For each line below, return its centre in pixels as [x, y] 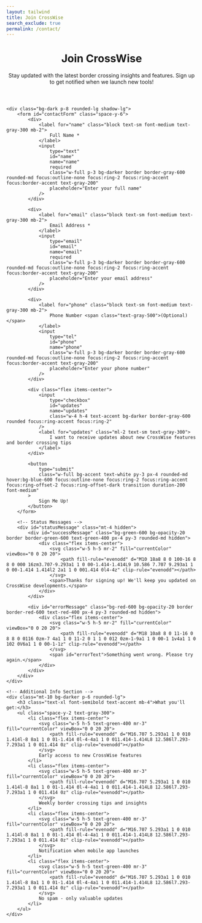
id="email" [63, 247]
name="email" [66, 252]
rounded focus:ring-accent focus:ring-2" [59, 422]
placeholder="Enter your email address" [101, 279]
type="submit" [56, 469]
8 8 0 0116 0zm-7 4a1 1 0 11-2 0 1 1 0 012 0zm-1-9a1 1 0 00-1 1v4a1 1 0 [101, 639]
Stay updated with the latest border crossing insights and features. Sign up [102, 76]
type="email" [66, 242]
